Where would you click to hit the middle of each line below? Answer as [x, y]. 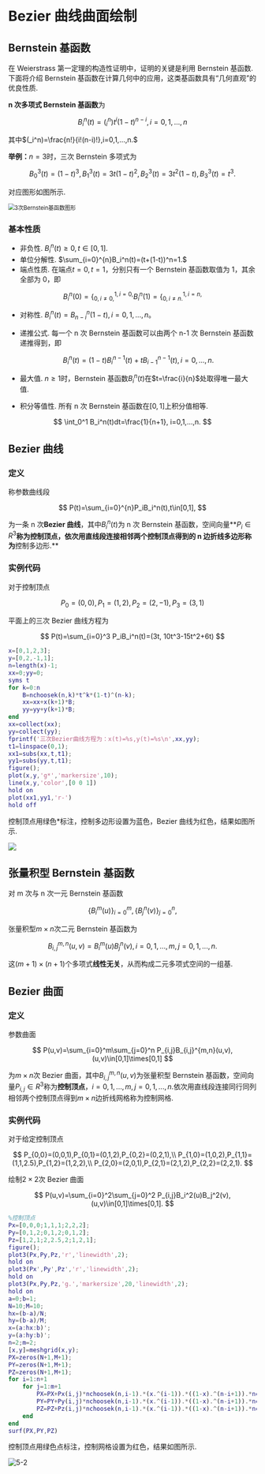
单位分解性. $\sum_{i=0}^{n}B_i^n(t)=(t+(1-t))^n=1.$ [103, 259]
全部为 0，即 [40, 279]
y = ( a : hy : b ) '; [30, 1336]
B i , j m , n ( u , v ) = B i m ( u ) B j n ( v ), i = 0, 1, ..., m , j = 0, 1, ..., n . [132, 946]
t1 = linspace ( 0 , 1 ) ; [38, 746]
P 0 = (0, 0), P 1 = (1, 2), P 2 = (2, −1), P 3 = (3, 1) [132, 603]
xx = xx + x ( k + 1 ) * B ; [49, 702]
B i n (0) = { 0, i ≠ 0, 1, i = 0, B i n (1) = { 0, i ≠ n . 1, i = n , [132, 296]
